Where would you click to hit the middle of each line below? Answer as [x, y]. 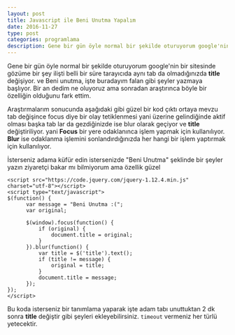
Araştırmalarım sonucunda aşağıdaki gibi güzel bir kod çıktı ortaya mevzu [113, 109]
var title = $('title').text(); [85, 253]
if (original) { [62, 229]
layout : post [26, 14]
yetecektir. [22, 324]
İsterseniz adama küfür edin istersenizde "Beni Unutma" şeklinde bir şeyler [115, 160]
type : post [23, 33]
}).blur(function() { [57, 247]
